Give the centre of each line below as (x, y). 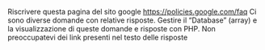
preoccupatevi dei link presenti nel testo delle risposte (98, 37)
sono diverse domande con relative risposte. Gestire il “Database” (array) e (132, 20)
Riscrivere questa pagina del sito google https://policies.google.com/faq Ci (132, 12)
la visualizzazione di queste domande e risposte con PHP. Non (111, 29)
